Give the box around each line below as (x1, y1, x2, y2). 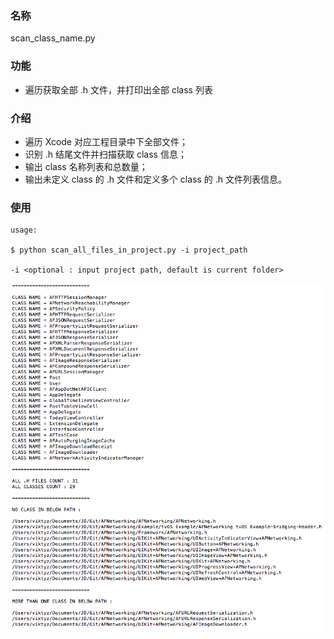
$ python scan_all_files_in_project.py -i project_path (10, 245, 248, 256)
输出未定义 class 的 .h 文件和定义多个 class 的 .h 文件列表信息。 (24, 173, 287, 185)
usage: (10, 225, 38, 236)
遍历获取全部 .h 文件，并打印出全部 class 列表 (24, 83, 213, 96)
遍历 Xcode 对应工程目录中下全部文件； (24, 135, 188, 147)
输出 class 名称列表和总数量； (24, 160, 148, 172)
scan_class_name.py (10, 32, 96, 44)
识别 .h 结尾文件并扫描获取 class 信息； (24, 148, 187, 160)
